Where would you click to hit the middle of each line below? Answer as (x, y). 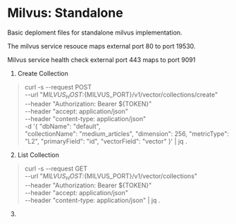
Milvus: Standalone (65, 13)
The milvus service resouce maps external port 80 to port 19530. (101, 46)
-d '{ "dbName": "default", (62, 126)
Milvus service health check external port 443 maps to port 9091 (101, 60)
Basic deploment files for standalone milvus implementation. (95, 32)
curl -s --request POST (58, 87)
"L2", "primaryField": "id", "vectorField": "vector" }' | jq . (106, 141)
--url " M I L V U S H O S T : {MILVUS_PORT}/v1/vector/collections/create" (121, 95)
